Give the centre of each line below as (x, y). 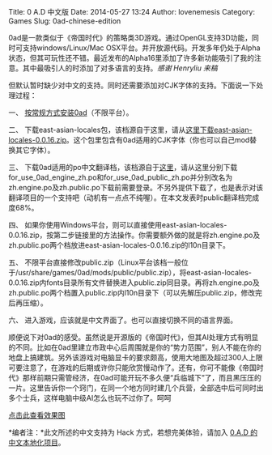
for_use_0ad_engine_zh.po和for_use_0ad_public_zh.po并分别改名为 (121, 177)
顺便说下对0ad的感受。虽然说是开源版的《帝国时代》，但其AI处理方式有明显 (134, 337)
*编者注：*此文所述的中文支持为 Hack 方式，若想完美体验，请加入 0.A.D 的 (133, 432)
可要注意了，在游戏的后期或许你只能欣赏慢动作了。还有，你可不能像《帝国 (132, 368)
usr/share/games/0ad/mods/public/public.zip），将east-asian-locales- (135, 272)
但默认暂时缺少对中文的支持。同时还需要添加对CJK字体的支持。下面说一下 (132, 85)
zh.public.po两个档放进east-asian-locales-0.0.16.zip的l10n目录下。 (119, 245)
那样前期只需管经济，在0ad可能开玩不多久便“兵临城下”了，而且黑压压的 (142, 378)
